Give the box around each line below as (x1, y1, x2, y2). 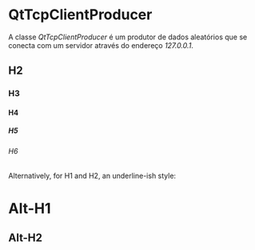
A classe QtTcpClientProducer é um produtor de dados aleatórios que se (8, 32, 248, 42)
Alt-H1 (8, 199, 51, 217)
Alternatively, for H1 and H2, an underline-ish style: (8, 171, 177, 181)
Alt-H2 (8, 231, 42, 244)
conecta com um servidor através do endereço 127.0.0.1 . (8, 40, 194, 50)
